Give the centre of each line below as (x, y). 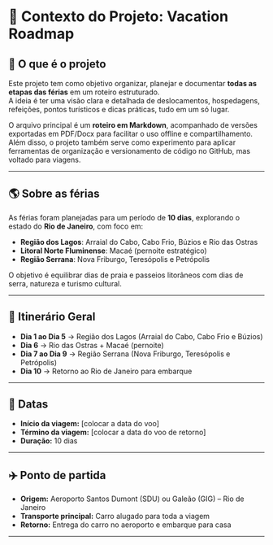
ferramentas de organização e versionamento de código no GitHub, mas (129, 151)
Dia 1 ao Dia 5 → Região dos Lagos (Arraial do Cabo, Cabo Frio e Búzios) (141, 336)
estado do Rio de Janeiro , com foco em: (76, 226)
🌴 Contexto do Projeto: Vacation (119, 17)
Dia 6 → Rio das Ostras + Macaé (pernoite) (92, 345)
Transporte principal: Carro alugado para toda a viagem (115, 517)
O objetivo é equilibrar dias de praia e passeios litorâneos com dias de (126, 275)
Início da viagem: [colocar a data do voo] (90, 424)
